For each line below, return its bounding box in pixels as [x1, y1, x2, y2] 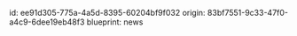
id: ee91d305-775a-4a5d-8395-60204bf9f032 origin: [9, 8, 206, 18]
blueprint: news [86, 17, 144, 27]
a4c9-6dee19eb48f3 [9, 17, 85, 27]
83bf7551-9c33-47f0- [207, 8, 289, 18]
